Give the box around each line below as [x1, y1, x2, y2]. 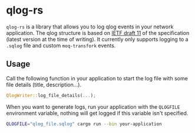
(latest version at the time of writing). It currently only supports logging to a [6, 35, 189, 43]
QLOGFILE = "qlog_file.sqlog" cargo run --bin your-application [6, 121, 162, 127]
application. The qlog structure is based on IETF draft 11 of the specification [6, 29, 190, 36]
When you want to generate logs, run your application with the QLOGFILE [6, 103, 180, 110]
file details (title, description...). [6, 81, 81, 88]
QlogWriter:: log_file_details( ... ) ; [6, 92, 96, 98]
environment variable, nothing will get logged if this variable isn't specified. [6, 109, 189, 116]
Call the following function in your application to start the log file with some [6, 74, 189, 82]
